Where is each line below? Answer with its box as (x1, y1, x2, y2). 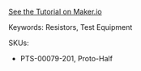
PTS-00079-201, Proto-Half (19, 54, 113, 63)
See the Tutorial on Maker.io (8, 7, 103, 16)
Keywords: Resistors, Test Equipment (8, 23, 133, 31)
